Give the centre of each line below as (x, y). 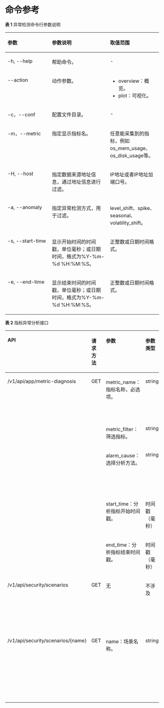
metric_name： (123, 382)
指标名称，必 (121, 389)
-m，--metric (24, 134)
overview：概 (134, 81)
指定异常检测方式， (74, 208)
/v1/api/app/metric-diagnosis (42, 381)
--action (18, 80)
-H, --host (20, 173)
